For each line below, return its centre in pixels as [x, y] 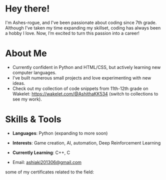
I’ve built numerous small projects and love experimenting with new [82, 77]
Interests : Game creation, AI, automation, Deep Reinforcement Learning [86, 142]
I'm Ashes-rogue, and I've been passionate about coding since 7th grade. [81, 22]
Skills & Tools [33, 119]
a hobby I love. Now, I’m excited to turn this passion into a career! [72, 33]
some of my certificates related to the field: [49, 172]
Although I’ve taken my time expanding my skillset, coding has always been [83, 27]
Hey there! [27, 9]
